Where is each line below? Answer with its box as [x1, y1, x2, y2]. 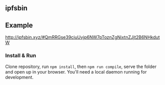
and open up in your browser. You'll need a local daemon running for [5, 68, 147, 74]
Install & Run [5, 52, 37, 59]
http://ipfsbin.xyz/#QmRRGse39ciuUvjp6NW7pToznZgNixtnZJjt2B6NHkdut [5, 34, 160, 40]
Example [5, 21, 33, 29]
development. [5, 74, 34, 80]
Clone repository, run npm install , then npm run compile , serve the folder [5, 63, 157, 69]
